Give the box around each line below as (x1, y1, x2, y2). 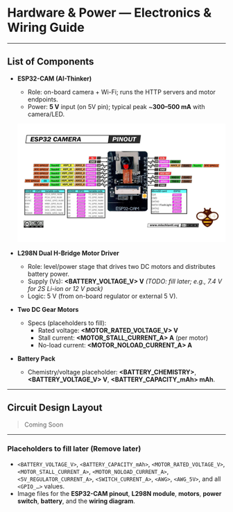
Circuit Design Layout (7, 402, 103, 414)
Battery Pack (17, 354, 55, 363)
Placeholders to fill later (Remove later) (7, 444, 141, 454)
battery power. (27, 270, 70, 278)
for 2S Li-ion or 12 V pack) (27, 284, 103, 292)
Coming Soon (24, 420, 64, 429)
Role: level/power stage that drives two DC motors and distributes (27, 262, 216, 270)
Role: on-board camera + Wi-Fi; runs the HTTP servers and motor (27, 88, 216, 96)
